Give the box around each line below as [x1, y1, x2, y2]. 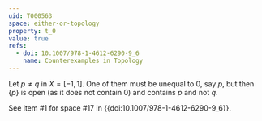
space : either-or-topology [8, 19, 100, 27]
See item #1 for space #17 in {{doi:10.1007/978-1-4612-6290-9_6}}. [8, 102, 231, 113]
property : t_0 [8, 27, 57, 35]
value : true [8, 34, 49, 43]
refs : [8, 42, 27, 50]
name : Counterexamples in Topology [23, 57, 144, 65]
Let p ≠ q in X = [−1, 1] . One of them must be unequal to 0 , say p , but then [8, 78, 255, 89]
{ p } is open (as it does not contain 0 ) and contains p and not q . [8, 87, 218, 97]
